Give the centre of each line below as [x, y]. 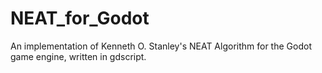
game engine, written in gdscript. [78, 56]
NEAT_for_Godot [80, 18]
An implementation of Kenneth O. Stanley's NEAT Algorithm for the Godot [161, 46]
